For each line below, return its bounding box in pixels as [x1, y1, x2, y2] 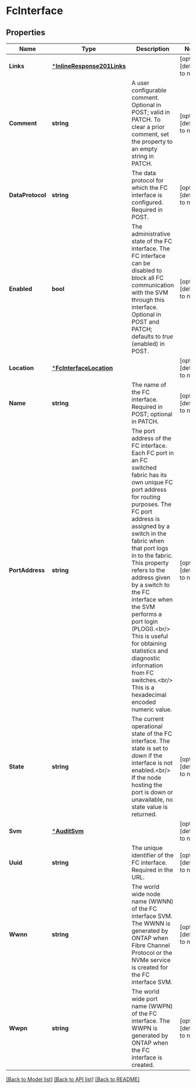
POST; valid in [131, 108, 170, 116]
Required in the [131, 866, 173, 874]
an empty [131, 145, 157, 153]
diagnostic [131, 654, 160, 662]
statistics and [131, 647, 168, 655]
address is [131, 515, 160, 523]
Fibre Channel [131, 941, 170, 949]
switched [131, 464, 157, 471]
